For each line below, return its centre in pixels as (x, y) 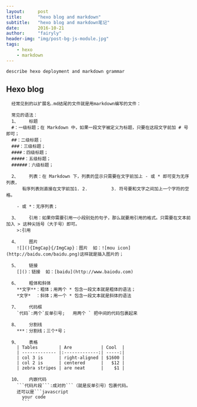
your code (34, 397)
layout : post (27, 11)
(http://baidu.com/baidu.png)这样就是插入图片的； (65, 254)
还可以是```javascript (43, 392)
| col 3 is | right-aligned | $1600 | (71, 358)
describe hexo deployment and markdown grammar (66, 71)
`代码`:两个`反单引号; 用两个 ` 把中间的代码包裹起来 (77, 314)
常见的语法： (25, 115)
